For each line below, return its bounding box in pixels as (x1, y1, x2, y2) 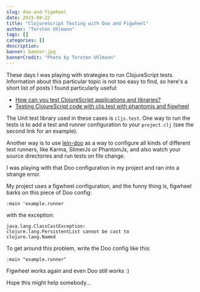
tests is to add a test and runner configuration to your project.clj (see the (6, 120, 194, 128)
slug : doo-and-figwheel (6, 9, 67, 15)
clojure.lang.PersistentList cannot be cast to (6, 228, 130, 235)
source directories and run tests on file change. (6, 152, 126, 159)
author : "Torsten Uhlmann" (6, 26, 75, 32)
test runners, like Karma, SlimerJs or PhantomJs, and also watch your (6, 145, 181, 153)
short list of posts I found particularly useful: (6, 84, 118, 92)
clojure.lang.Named (6, 233, 56, 240)
